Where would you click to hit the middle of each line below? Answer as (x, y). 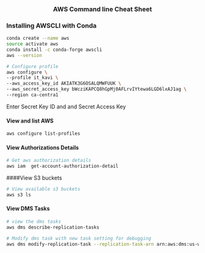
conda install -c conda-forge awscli (54, 50)
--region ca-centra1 (33, 95)
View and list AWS (30, 121)
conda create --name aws (38, 39)
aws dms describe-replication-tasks (53, 227)
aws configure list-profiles (43, 134)
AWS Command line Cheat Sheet (103, 9)
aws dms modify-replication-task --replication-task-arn (80, 244)
